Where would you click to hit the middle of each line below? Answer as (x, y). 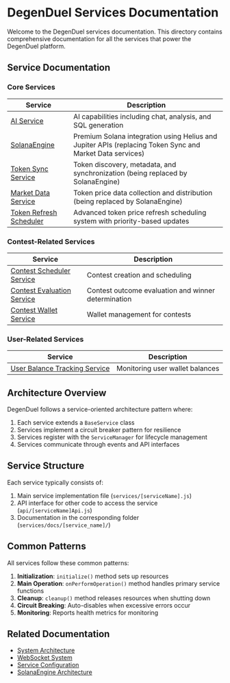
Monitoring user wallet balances (168, 369)
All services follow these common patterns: (68, 562)
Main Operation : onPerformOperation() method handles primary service (118, 583)
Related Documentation (59, 634)
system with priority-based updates (131, 221)
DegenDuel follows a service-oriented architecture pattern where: (100, 410)
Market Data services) (109, 153)
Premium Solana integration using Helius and (145, 136)
